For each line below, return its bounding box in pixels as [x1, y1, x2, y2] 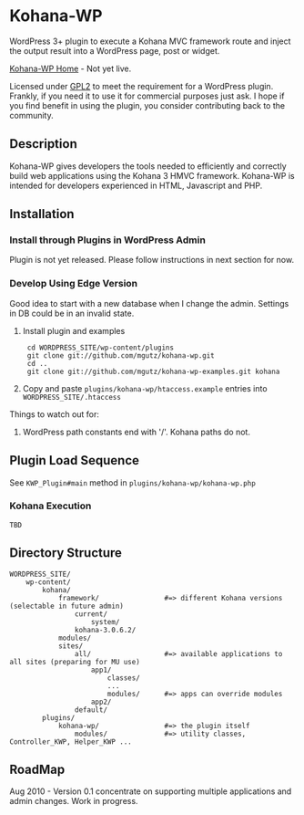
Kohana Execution [9, 499, 92, 512]
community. [9, 110, 54, 120]
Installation [9, 206, 75, 222]
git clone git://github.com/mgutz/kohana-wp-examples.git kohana [26, 367, 280, 376]
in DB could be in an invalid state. [9, 308, 135, 319]
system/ [90, 617, 120, 626]
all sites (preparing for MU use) [9, 657, 141, 666]
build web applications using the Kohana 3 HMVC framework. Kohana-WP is [9, 170, 295, 181]
